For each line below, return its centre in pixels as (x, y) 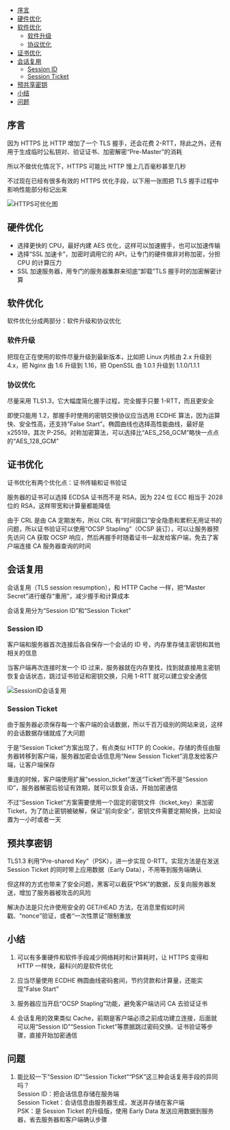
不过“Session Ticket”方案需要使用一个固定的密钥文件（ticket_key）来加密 (111, 803)
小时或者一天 (43, 820)
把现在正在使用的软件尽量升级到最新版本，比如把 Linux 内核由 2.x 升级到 (110, 356)
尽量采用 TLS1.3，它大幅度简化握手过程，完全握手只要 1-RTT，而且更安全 (111, 401)
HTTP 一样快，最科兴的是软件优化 (65, 966)
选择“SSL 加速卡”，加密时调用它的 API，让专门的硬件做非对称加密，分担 (119, 254)
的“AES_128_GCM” (33, 441)
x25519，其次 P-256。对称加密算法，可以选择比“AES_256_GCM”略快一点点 (113, 433)
